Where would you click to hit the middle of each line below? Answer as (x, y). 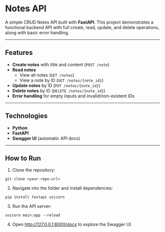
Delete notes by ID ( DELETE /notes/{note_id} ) (59, 90)
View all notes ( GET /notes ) (47, 75)
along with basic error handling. (37, 32)
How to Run (23, 158)
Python (20, 128)
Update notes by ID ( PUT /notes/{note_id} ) (56, 85)
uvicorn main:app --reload (33, 215)
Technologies (27, 116)
